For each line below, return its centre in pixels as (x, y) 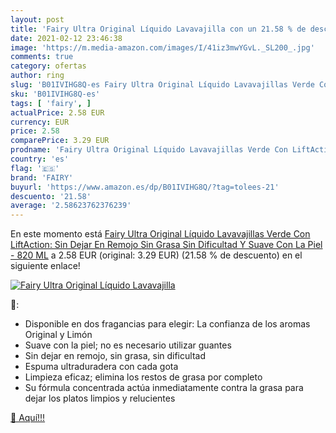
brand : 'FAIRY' (42, 177)
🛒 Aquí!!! (28, 418)
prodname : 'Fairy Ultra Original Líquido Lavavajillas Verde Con (149, 150)
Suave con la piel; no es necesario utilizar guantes (128, 345)
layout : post (37, 19)
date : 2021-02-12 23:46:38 (66, 38)
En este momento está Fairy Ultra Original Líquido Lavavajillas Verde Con (160, 234)
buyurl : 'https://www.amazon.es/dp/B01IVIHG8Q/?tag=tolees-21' (145, 187)
